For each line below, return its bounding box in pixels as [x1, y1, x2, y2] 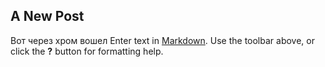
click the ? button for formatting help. [10, 45, 164, 57]
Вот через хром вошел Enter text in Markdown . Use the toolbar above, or [10, 34, 315, 46]
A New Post [10, 8, 85, 25]
